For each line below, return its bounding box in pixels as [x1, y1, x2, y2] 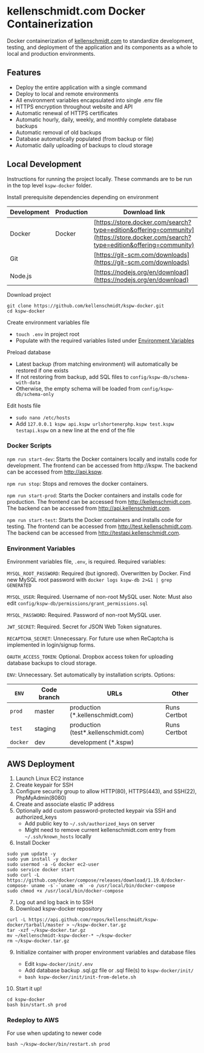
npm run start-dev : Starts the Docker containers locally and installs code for [7, 455, 197, 463]
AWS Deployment [7, 759, 75, 769]
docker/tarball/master [7, 922, 64, 928]
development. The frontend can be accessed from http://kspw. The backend [7, 461, 197, 469]
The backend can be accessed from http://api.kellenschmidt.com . [7, 504, 171, 512]
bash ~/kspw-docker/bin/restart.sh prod [7, 1041, 111, 1048]
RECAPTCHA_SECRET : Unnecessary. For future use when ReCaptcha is [7, 635, 174, 642]
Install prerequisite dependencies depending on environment [7, 193, 159, 200]
